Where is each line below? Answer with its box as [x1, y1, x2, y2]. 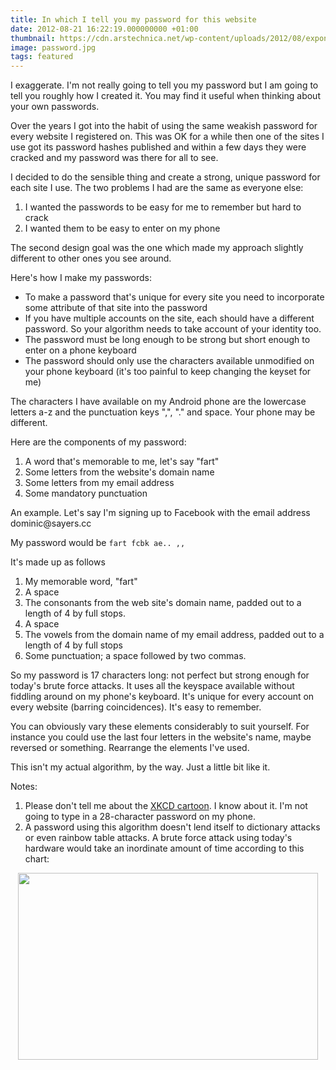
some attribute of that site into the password [24, 302, 208, 314]
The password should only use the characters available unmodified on [24, 355, 315, 367]
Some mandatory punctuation [24, 487, 148, 500]
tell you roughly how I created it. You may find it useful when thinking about [10, 90, 321, 102]
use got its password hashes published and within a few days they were [10, 141, 307, 153]
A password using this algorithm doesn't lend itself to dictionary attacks [24, 821, 321, 833]
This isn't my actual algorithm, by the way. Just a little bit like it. [10, 761, 271, 773]
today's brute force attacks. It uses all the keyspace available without [10, 680, 295, 692]
